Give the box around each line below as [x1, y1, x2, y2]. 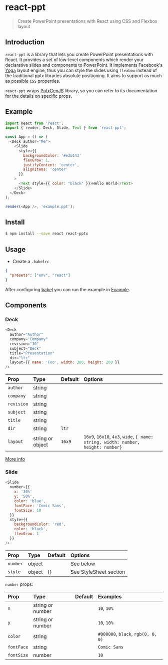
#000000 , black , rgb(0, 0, [97, 630, 157, 637]
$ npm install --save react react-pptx [5, 231, 88, 237]
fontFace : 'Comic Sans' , [14, 503, 66, 508]
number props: [5, 581, 33, 587]
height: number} [83, 445, 122, 450]
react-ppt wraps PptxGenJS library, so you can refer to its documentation [5, 87, 157, 94]
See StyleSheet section [70, 568, 125, 575]
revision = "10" [9, 341, 39, 346]
